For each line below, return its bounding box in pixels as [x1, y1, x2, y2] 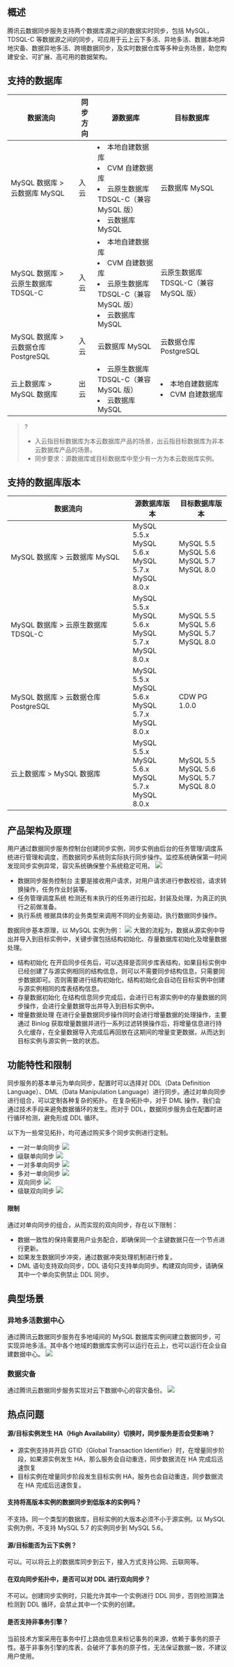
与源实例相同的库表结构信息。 [17, 985, 103, 993]
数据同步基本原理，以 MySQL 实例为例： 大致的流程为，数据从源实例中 [7, 926, 219, 934]
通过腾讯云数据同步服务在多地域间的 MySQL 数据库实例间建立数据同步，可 [7, 1332, 221, 1340]
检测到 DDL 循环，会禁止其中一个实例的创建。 [7, 1600, 139, 1609]
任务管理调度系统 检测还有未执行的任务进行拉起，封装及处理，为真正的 [17, 894, 221, 902]
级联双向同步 [17, 1187, 54, 1196]
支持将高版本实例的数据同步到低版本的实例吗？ [7, 1498, 141, 1506]
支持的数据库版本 [7, 476, 81, 489]
